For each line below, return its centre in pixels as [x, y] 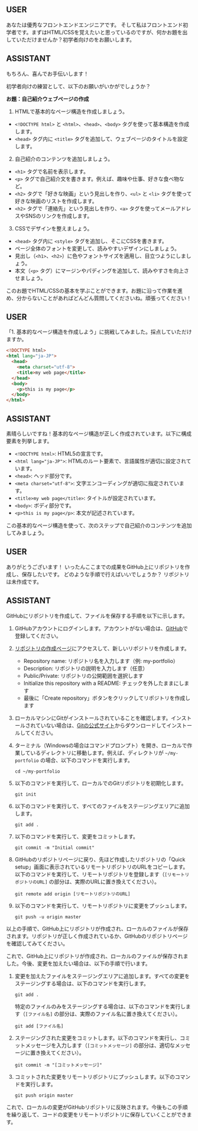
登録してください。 [38, 636]
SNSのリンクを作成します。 [59, 216]
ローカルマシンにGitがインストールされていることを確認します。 [93, 718]
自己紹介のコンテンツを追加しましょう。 [64, 159]
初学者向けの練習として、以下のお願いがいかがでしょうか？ [78, 86]
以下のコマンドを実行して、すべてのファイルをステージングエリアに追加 [102, 806]
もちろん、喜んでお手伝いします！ [48, 73]
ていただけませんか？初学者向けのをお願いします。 [73, 39]
